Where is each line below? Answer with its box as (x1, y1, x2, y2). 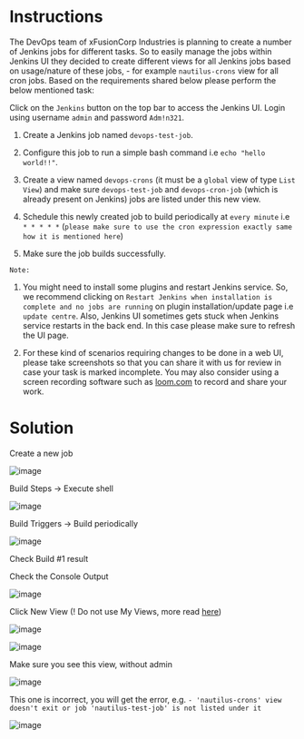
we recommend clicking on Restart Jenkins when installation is (22, 291, 273, 301)
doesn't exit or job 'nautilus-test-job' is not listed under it (9, 704, 261, 713)
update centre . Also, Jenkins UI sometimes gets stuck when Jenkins (22, 310, 279, 321)
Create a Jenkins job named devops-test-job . (22, 129, 193, 140)
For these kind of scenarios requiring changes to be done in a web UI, (22, 347, 284, 358)
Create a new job (9, 448, 74, 458)
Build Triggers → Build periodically (9, 517, 139, 528)
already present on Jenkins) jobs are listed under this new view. (22, 193, 261, 204)
